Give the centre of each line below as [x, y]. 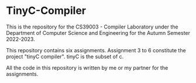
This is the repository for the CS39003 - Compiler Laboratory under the [92, 27]
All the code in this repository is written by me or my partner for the [87, 67]
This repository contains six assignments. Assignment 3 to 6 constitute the [96, 50]
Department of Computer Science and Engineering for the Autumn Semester [98, 33]
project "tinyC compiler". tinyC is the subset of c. [65, 56]
